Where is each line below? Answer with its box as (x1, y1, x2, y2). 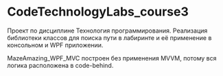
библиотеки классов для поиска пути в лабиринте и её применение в (7, 33, 212, 41)
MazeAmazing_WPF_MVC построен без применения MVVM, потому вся (7, 54, 218, 62)
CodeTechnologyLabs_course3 (7, 4, 189, 20)
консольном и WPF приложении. (7, 41, 104, 49)
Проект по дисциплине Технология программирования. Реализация (7, 26, 208, 35)
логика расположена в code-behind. (7, 61, 114, 69)
